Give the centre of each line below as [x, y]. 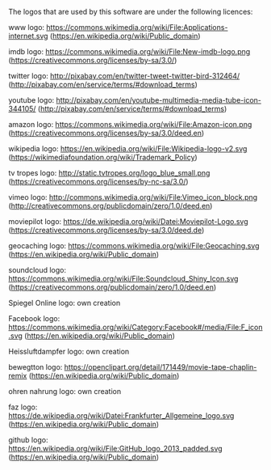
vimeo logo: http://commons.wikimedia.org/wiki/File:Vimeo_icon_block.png [133, 197]
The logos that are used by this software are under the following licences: [131, 12]
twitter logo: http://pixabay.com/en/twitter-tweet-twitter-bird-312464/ [124, 76]
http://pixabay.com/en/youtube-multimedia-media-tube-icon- [159, 100]
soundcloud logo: [38, 270]
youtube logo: [31, 100]
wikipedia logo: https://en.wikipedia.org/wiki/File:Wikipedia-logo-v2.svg [128, 148]
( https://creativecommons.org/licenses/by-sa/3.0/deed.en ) [106, 133]
